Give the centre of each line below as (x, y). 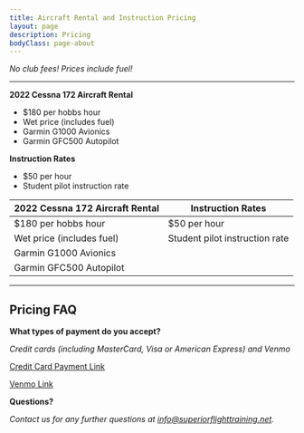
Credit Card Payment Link (57, 367)
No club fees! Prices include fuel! (71, 69)
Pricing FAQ (43, 309)
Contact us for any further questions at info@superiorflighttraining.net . (142, 419)
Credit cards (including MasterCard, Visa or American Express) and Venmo (150, 349)
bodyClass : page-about (52, 43)
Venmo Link (32, 384)
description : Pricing (50, 34)
